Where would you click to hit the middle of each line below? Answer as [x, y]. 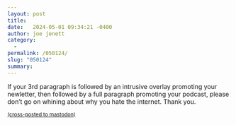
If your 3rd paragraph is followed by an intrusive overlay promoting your [112, 86]
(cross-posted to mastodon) [41, 114]
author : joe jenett [36, 34]
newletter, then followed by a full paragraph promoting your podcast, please [118, 94]
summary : [20, 66]
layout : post [27, 14]
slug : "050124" [30, 60]
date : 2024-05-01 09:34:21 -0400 [60, 27]
